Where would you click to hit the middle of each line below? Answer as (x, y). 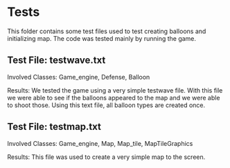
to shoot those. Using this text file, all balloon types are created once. (106, 105)
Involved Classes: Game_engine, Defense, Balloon (79, 77)
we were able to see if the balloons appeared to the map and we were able (114, 97)
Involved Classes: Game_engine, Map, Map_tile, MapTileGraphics (100, 143)
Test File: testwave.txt (56, 60)
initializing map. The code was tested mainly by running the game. (101, 38)
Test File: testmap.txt (54, 127)
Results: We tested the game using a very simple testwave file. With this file (115, 90)
